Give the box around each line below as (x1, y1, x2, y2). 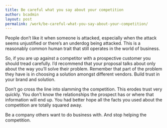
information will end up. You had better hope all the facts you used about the (5, 97, 163, 103)
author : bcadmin (5, 12, 39, 17)
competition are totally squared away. (5, 102, 83, 108)
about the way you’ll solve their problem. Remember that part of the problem (5, 66, 163, 72)
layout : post (5, 16, 32, 21)
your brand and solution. (5, 76, 56, 82)
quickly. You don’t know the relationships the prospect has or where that (5, 91, 154, 97)
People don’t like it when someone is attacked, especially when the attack (5, 35, 157, 41)
